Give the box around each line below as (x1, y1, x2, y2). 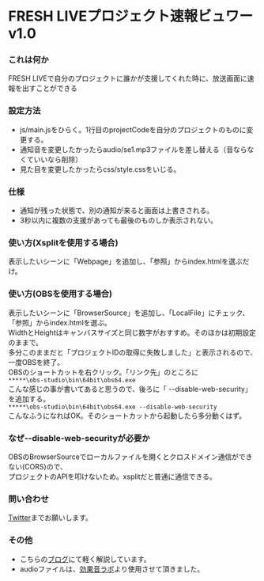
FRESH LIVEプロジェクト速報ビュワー (8, 7, 254, 25)
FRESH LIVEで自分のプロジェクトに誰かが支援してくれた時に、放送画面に (8, 74, 247, 83)
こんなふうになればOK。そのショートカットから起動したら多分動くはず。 (8, 411, 247, 420)
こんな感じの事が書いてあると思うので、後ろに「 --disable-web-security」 (8, 384, 252, 393)
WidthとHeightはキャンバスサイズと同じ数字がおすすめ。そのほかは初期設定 (8, 328, 257, 337)
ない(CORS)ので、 (8, 461, 67, 471)
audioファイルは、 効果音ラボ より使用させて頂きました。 (19, 564, 205, 574)
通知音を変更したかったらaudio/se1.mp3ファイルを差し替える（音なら (19, 144, 247, 154)
